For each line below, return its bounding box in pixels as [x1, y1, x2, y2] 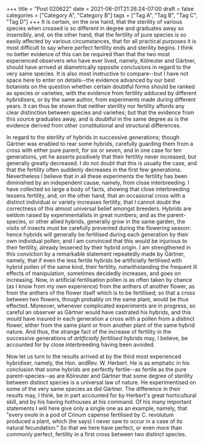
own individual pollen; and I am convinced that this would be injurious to [6, 237, 188, 245]
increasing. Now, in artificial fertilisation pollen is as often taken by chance [6, 276, 193, 283]
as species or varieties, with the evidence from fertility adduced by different [6, 90, 197, 96]
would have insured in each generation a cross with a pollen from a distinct [6, 315, 195, 322]
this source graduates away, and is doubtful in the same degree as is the [6, 115, 189, 123]
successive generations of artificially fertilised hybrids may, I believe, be [6, 335, 188, 342]
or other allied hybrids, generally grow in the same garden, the [29, 218, 186, 225]
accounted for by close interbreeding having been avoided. [6, 341, 155, 348]
